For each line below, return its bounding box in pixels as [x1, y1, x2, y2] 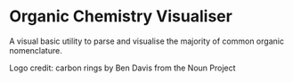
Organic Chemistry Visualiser [9, 6, 233, 27]
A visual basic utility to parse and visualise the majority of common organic [9, 36, 285, 46]
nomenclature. [9, 45, 62, 55]
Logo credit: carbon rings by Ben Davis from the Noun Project [9, 62, 236, 73]
